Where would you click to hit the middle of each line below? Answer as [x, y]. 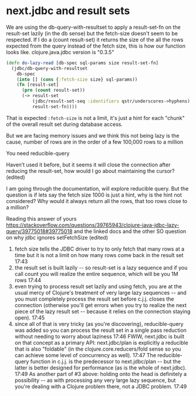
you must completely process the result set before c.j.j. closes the [94, 299]
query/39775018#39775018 [39, 231]
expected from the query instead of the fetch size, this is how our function [96, 46]
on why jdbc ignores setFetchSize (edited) [57, 237]
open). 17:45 [30, 317]
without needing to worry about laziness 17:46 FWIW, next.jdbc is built [99, 336]
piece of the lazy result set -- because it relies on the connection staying [102, 311]
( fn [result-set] [38, 85]
